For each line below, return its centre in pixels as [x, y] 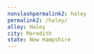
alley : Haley [27, 27]
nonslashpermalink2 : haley [47, 14]
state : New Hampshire [39, 40]
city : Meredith [30, 33]
